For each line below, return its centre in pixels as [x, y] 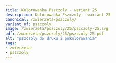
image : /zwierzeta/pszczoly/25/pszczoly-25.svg [57, 29]
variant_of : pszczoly [28, 24]
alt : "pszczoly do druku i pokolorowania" [51, 39]
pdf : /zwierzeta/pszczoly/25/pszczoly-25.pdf [54, 34]
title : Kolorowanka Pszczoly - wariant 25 [51, 10]
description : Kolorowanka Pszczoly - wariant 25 [58, 15]
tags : [11, 43]
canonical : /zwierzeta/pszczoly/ [41, 19]
